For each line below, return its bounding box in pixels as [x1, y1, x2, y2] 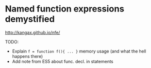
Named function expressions [5, 3, 125, 14]
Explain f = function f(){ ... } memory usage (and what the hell [12, 48, 147, 54]
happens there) [12, 53, 43, 59]
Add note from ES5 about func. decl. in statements [12, 58, 114, 64]
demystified [5, 14, 55, 25]
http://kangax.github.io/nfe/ [5, 29, 60, 35]
